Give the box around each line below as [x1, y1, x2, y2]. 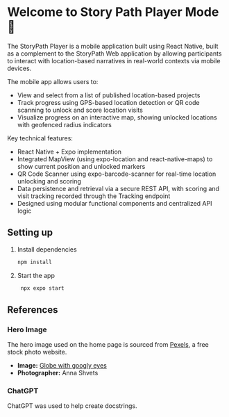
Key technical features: [7, 133, 73, 142]
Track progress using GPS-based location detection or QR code [17, 98, 200, 106]
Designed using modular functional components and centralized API [17, 199, 212, 207]
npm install [17, 259, 52, 265]
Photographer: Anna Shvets [17, 369, 99, 377]
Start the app [17, 271, 56, 279]
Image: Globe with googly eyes [17, 361, 108, 370]
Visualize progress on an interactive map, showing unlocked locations [17, 113, 217, 122]
